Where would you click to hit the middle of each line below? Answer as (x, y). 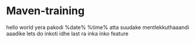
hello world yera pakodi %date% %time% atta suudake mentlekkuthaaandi (97, 27)
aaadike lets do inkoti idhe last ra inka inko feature (67, 33)
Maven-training (45, 11)
